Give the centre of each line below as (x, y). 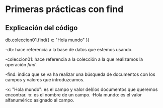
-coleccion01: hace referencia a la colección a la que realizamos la (74, 59)
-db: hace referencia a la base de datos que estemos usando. (69, 49)
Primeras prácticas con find (64, 9)
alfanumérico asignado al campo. (40, 100)
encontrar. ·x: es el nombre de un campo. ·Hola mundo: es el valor (73, 95)
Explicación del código (42, 28)
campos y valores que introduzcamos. (45, 80)
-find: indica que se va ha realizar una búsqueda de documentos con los (80, 74)
